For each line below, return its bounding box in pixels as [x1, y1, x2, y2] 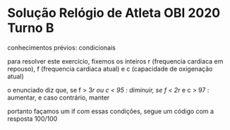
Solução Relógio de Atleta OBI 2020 [7, 5, 221, 21]
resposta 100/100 [7, 114, 58, 123]
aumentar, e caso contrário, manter [7, 93, 110, 102]
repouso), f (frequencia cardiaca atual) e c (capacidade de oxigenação [7, 64, 213, 73]
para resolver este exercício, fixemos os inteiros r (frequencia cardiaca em [7, 57, 224, 65]
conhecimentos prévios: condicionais [7, 43, 116, 52]
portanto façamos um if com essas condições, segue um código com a [7, 107, 214, 115]
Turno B [7, 20, 54, 36]
